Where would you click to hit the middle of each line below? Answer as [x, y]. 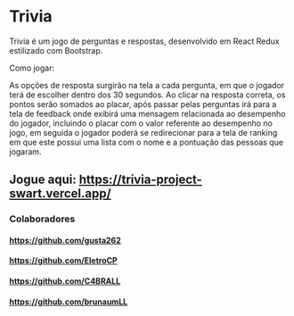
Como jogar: [32, 68]
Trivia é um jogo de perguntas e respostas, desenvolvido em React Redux [144, 41]
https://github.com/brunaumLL [69, 302]
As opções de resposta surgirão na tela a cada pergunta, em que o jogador [147, 85]
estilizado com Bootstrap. [56, 50]
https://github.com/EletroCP [63, 261]
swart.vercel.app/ [60, 194]
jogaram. [25, 151]
